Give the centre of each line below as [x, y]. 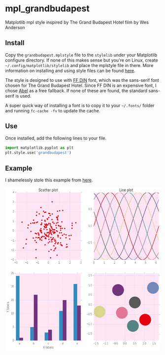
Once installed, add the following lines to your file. [56, 138]
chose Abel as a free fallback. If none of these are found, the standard [76, 90]
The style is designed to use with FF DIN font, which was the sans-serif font [82, 80]
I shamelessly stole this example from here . [49, 180]
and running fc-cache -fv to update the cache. [53, 110]
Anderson [15, 27]
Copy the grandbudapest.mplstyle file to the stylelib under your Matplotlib [81, 55]
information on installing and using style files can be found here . [70, 71]
